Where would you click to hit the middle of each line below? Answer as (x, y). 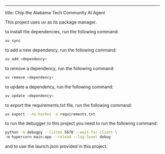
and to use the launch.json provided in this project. (56, 146)
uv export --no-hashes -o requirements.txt (50, 114)
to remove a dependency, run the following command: (60, 68)
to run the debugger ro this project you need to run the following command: (82, 124)
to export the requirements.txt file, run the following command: (69, 105)
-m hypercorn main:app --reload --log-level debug (58, 137)
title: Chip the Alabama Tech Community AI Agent (55, 13)
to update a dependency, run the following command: (59, 87)
